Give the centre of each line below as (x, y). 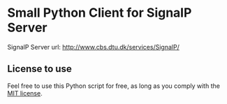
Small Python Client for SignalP (100, 13)
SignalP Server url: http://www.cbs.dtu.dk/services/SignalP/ (93, 47)
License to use (39, 69)
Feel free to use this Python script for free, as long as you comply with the (113, 86)
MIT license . (25, 93)
